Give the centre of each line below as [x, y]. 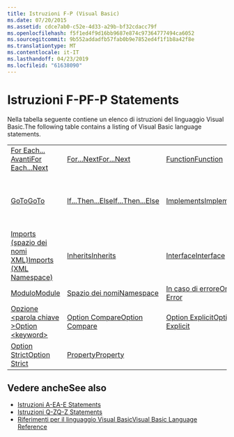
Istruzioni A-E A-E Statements [59, 405]
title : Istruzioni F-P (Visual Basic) [63, 14]
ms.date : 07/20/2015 [37, 20]
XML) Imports [32, 260]
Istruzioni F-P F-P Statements [93, 100]
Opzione [24, 308]
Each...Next [30, 168]
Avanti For [26, 159]
